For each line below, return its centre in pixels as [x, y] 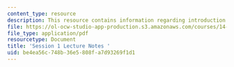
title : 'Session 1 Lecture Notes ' [59, 46]
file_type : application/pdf [48, 33]
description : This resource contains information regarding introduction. [118, 20]
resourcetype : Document [42, 40]
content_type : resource [42, 14]
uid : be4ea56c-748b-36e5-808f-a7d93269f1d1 [71, 53]
